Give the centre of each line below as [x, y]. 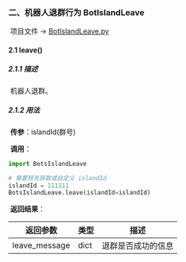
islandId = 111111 [39, 185]
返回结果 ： [27, 209]
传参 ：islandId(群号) [43, 132]
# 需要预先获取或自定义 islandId [58, 178]
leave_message [41, 245]
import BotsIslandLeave [48, 164]
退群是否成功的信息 [138, 246]
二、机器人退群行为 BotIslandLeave [76, 12]
